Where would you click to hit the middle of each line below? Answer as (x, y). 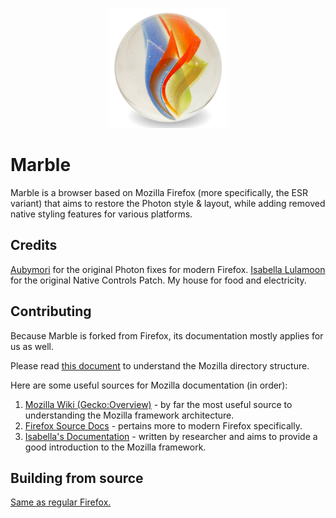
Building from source (77, 478)
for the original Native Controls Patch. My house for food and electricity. (158, 280)
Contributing (51, 311)
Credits (34, 245)
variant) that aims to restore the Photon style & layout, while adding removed (168, 203)
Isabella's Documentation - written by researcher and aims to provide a (171, 436)
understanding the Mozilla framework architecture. (129, 415)
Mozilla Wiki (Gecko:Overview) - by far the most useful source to (158, 404)
